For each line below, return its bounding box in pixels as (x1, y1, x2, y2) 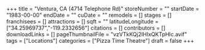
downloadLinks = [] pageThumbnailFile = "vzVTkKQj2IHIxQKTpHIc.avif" (6, 31, 188, 38)
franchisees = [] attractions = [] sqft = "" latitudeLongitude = (6, 18, 159, 25)
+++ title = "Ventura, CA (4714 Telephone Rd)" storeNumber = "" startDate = (6, 5, 199, 12)
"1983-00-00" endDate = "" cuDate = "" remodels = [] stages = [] (6, 11, 172, 19)
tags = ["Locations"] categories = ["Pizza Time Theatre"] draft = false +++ (6, 37, 195, 44)
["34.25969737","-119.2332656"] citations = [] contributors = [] (6, 24, 166, 31)
